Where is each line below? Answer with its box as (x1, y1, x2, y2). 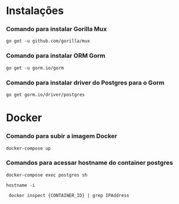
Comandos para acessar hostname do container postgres (6, 159, 174, 167)
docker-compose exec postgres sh (6, 172, 88, 178)
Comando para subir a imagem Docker (6, 132, 118, 140)
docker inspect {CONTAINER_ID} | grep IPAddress (8, 192, 130, 198)
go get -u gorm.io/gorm (6, 65, 64, 71)
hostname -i (6, 182, 35, 188)
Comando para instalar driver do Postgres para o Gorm (6, 78, 165, 87)
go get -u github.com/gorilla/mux (6, 38, 91, 44)
